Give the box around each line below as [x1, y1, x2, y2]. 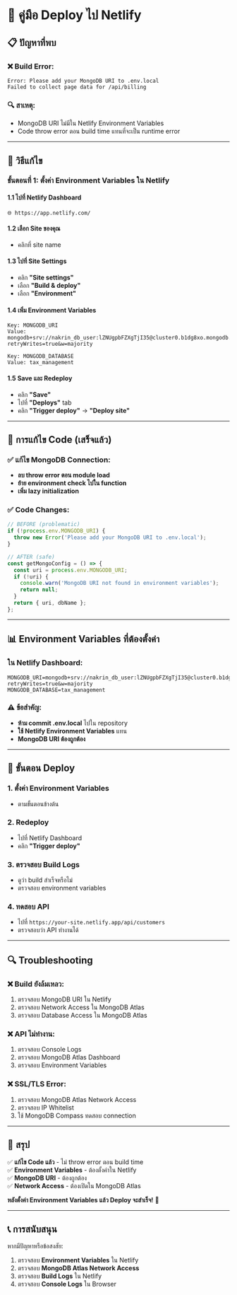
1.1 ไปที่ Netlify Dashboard [7, 193, 82, 202]
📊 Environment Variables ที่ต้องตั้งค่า [7, 633, 160, 645]
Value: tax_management [7, 359, 74, 366]
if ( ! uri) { [13, 573, 49, 580]
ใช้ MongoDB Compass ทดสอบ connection [17, 1111, 136, 1120]
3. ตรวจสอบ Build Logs [7, 859, 80, 869]
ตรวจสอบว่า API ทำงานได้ [17, 926, 79, 934]
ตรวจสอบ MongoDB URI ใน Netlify [17, 995, 111, 1004]
